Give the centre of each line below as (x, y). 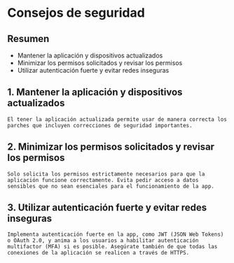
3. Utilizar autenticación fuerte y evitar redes (107, 208)
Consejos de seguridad (76, 13)
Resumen (28, 39)
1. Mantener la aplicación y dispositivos (95, 92)
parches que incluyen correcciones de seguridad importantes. (100, 125)
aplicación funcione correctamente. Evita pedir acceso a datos (103, 180)
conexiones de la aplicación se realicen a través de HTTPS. (98, 253)
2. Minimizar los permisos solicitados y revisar (111, 147)
